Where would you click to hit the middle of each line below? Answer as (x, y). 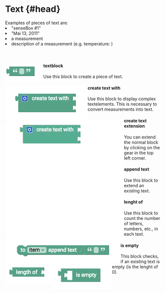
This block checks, (140, 256)
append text (136, 169)
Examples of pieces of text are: (37, 23)
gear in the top (139, 153)
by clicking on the (142, 147)
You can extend (140, 137)
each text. (134, 234)
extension (134, 126)
